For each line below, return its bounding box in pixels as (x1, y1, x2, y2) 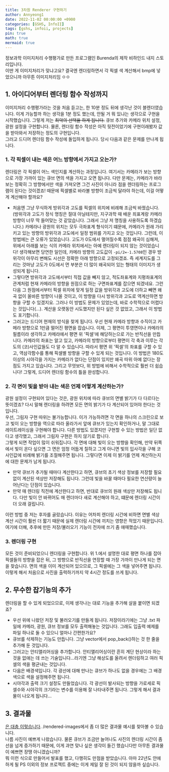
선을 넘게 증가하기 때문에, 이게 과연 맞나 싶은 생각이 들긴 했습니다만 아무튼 (5, 743, 150, 749)
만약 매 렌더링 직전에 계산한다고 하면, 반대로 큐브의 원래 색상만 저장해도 (12, 488, 153, 494)
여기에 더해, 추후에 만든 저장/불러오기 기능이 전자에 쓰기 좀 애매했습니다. (5, 524, 147, 530)
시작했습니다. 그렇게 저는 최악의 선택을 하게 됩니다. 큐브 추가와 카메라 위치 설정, (5, 117, 161, 123)
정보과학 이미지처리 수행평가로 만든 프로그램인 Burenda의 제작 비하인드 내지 (5, 55, 155, 61)
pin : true (5, 31, 26, 36)
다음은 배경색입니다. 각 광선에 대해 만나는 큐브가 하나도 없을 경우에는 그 (12, 668, 153, 674)
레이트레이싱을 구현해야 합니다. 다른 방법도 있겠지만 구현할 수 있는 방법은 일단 (5, 427, 157, 433)
